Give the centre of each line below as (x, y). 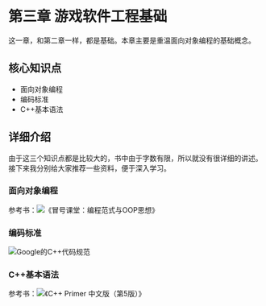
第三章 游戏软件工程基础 (88, 17)
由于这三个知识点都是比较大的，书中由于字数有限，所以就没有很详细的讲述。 (135, 158)
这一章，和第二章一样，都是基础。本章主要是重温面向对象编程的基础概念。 (132, 40)
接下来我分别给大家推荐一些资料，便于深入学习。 (89, 168)
